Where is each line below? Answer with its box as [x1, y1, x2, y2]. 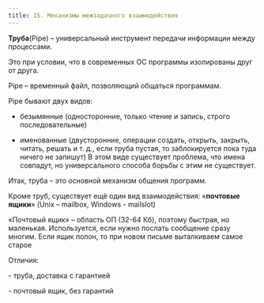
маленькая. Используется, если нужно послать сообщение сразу [8, 223, 231, 233]
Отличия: [8, 255, 40, 265]
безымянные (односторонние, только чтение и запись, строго [19, 112, 231, 121]
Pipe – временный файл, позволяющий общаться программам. [8, 81, 221, 90]
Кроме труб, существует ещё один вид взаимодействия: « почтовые [8, 191, 240, 200]
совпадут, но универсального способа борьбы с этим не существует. [19, 160, 256, 170]
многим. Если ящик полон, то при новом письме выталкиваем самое [8, 231, 243, 241]
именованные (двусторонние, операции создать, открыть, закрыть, [19, 135, 251, 145]
